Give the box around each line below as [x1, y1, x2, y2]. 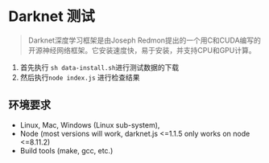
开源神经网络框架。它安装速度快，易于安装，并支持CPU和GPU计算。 [27, 45, 256, 55]
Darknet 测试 [8, 7, 95, 26]
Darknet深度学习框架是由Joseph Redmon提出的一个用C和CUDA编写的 [27, 35, 262, 45]
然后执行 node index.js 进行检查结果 [19, 72, 140, 82]
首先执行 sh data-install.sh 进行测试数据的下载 [19, 62, 180, 72]
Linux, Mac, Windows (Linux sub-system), [19, 120, 160, 129]
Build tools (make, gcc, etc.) [19, 145, 114, 155]
